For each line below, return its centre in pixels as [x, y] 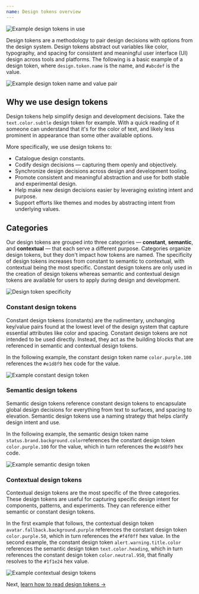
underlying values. [37, 209]
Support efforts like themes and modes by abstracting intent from [95, 203]
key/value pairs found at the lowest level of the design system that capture [97, 326]
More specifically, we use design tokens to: [59, 147]
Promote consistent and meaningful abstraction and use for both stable [102, 178]
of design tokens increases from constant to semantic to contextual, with [95, 261]
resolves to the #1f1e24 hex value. [48, 561]
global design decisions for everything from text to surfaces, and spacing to [99, 409]
